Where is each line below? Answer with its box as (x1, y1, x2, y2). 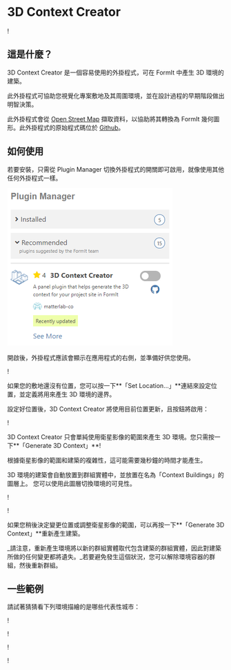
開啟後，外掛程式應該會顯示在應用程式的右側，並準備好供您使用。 (7, 353, 194, 362)
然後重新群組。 (19, 561, 62, 569)
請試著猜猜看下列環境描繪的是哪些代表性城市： (7, 602, 140, 611)
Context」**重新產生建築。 (7, 529, 84, 538)
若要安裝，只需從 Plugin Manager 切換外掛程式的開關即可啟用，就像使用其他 (7, 165, 225, 173)
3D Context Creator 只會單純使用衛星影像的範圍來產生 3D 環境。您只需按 (7, 432, 215, 441)
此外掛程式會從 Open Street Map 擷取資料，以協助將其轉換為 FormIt (7, 114, 200, 123)
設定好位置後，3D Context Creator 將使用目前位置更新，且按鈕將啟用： (7, 405, 209, 413)
